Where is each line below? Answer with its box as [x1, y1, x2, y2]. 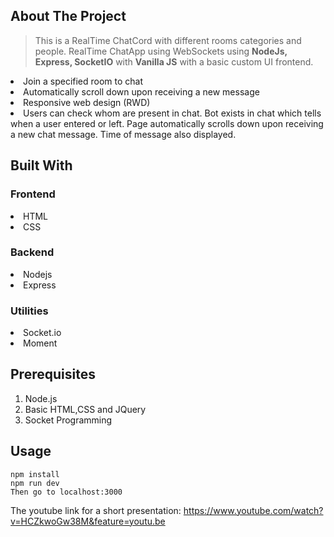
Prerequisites [10, 366, 96, 383]
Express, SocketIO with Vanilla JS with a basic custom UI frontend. [34, 55, 314, 68]
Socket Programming [24, 414, 113, 426]
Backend [10, 245, 55, 259]
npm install [10, 469, 60, 479]
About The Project [10, 8, 127, 25]
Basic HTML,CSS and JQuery [24, 403, 147, 415]
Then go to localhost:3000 [10, 487, 123, 497]
